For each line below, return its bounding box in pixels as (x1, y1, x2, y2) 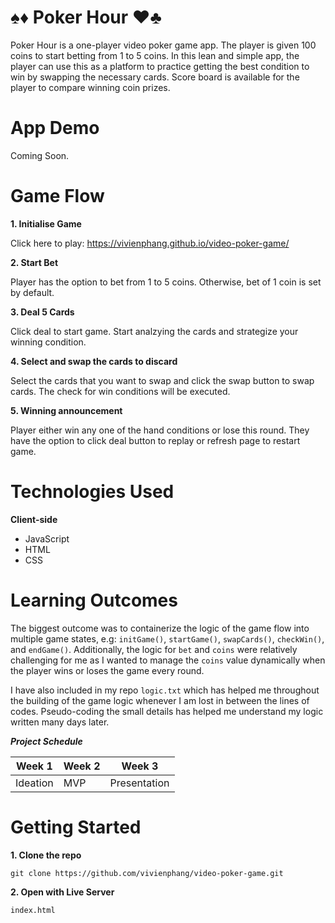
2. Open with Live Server (10, 886, 115, 898)
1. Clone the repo (10, 849, 82, 861)
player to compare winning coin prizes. (10, 81, 171, 93)
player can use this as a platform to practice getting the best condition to (10, 60, 310, 72)
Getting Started (10, 816, 142, 838)
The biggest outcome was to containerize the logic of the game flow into (10, 622, 310, 634)
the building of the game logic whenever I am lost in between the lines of (10, 694, 310, 706)
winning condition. (10, 336, 87, 348)
